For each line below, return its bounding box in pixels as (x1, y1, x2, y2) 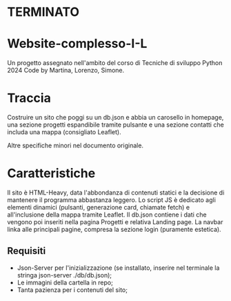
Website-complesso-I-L (7, 36, 148, 52)
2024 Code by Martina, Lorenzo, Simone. (7, 66, 125, 75)
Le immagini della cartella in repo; (17, 278, 114, 286)
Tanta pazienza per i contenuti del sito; (17, 285, 128, 294)
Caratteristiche (7, 165, 96, 181)
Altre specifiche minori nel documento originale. (7, 141, 143, 149)
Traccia (7, 91, 52, 106)
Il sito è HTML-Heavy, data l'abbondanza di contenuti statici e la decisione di (7, 188, 225, 197)
